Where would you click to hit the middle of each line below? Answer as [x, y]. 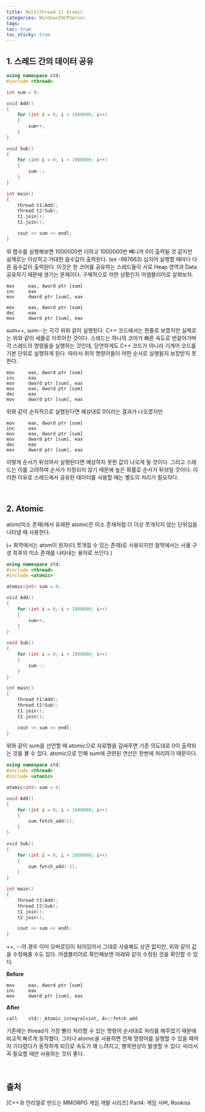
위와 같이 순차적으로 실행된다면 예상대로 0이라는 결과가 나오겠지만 [85, 411]
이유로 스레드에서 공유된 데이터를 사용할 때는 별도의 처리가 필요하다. [98, 477]
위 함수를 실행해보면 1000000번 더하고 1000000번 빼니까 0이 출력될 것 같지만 [99, 251]
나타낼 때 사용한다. [28, 532]
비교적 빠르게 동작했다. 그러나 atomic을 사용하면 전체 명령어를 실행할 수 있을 [97, 1039]
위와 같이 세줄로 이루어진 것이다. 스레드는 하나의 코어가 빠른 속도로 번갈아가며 [105, 338]
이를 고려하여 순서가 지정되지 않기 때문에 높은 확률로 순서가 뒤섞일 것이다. [105, 470]
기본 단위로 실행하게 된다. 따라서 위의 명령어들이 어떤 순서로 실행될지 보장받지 [98, 353]
